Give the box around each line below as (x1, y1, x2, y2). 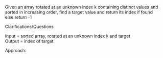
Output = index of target (5, 38, 54, 44)
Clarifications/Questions (5, 24, 54, 29)
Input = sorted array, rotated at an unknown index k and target (5, 33, 131, 39)
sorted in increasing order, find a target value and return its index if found (5, 9, 153, 15)
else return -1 (5, 14, 32, 20)
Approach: (5, 48, 26, 53)
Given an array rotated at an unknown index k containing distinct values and (5, 4, 158, 10)
